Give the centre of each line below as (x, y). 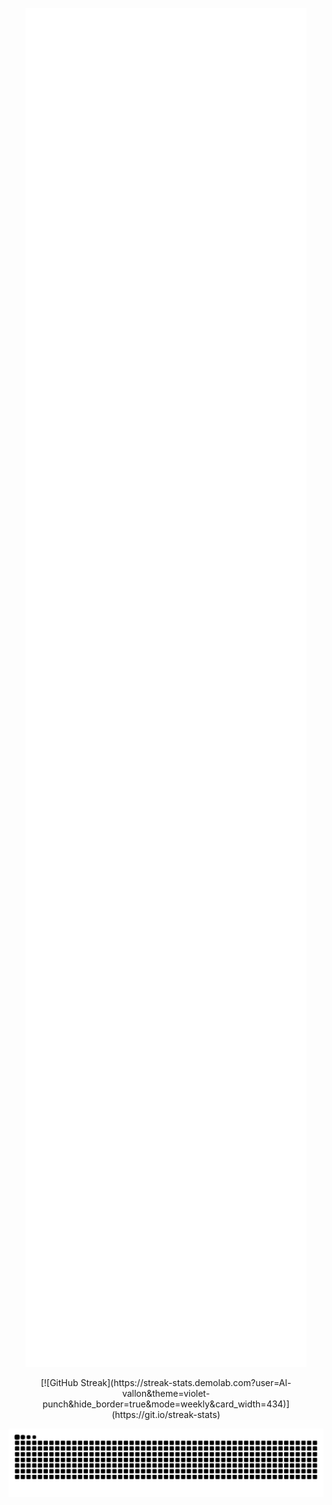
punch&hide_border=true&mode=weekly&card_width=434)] (166, 1404)
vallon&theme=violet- (166, 1393)
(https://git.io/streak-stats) (166, 1414)
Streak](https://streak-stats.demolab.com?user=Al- (186, 1382)
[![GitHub (59, 1382)
